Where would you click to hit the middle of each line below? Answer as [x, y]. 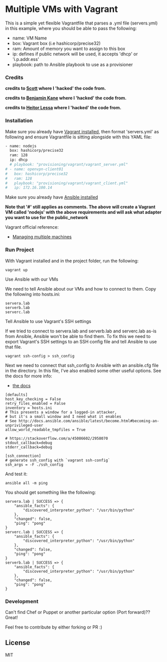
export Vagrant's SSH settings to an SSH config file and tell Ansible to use [81, 341]
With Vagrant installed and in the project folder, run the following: [72, 261]
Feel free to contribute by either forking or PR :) [54, 627]
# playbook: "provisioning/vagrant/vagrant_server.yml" [69, 165]
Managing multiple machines [42, 237]
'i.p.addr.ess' [26, 59]
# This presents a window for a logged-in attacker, [61, 412]
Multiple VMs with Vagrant [62, 9]
